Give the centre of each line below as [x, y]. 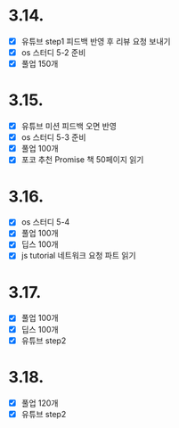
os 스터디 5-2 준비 [53, 53]
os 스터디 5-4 [45, 222]
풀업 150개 [40, 64]
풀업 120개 [40, 403]
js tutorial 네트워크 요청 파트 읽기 [78, 256]
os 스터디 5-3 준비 [53, 137]
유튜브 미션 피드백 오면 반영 [69, 127]
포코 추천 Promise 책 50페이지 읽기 [82, 160]
